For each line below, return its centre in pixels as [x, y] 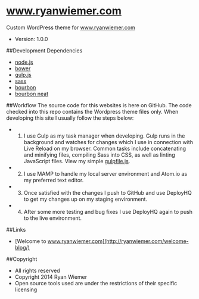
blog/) [22, 247]
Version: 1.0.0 [31, 39]
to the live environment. [53, 218]
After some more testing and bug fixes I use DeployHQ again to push [108, 211]
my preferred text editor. [54, 180]
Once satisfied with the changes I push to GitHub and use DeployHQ [108, 192]
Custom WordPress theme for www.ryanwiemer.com [71, 27]
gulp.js [23, 74]
